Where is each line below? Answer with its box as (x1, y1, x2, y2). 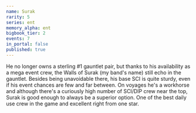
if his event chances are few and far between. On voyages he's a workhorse (6, 81, 190, 88)
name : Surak (6, 8, 35, 15)
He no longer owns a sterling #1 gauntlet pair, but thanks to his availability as (6, 63, 191, 70)
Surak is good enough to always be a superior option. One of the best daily (6, 94, 187, 101)
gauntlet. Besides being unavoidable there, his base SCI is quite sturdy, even (6, 75, 191, 82)
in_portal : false (6, 42, 49, 47)
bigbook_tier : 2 (6, 30, 46, 36)
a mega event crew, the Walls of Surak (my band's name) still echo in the (6, 69, 181, 76)
